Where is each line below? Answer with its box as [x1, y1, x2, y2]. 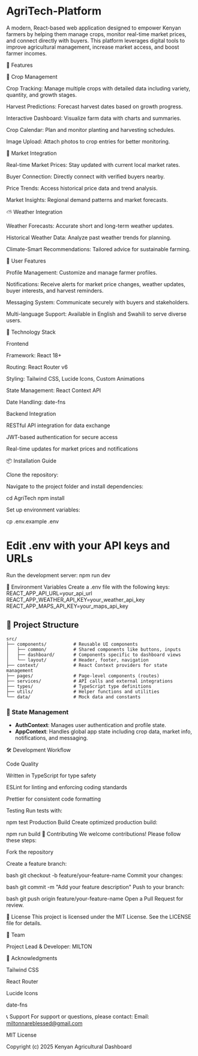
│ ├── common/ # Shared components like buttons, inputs [6, 646, 181, 652]
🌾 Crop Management [6, 73, 58, 80]
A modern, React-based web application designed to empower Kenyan [6, 24, 181, 31]
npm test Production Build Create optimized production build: [6, 818, 158, 826]
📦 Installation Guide [6, 457, 57, 464]
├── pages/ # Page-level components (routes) [6, 673, 160, 679]
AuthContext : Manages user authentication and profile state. [14, 721, 166, 728]
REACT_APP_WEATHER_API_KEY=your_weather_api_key [6, 596, 145, 603]
